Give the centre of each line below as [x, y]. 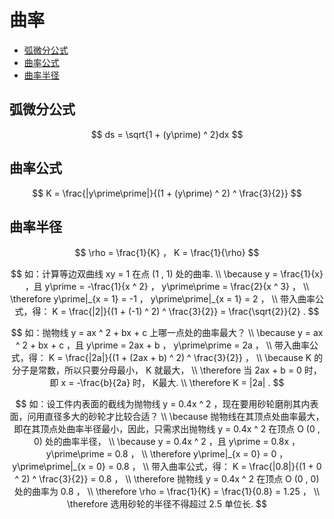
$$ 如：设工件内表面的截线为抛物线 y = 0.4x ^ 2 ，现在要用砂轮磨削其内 [163, 404]
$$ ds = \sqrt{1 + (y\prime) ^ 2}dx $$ [167, 134]
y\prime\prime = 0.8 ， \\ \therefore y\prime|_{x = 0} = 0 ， [167, 454]
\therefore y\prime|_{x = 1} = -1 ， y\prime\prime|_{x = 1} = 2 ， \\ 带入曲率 [163, 299]
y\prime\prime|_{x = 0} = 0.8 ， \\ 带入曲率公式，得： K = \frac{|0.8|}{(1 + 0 [167, 467]
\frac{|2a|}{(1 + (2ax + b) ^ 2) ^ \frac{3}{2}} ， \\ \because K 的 [194, 358]
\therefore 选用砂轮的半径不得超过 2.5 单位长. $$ [167, 504]
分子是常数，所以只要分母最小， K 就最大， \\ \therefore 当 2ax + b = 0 [157, 370]
